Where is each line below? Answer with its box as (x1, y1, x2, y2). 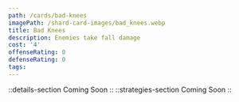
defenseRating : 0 (8, 56, 66, 64)
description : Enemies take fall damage (8, 33, 141, 42)
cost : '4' (8, 41, 41, 49)
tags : (8, 63, 26, 71)
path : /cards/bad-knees (8, 11, 88, 20)
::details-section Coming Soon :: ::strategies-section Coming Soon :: (8, 85, 233, 94)
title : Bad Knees (8, 26, 66, 34)
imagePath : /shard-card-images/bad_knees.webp (8, 19, 166, 27)
